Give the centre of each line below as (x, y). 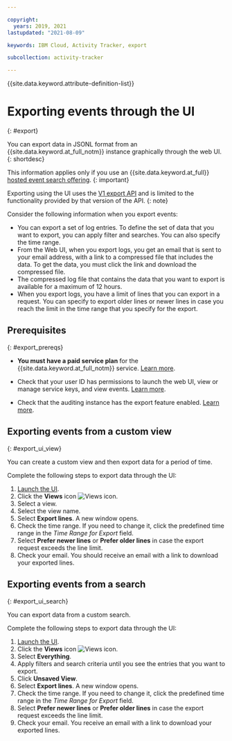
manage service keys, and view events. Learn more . (91, 389)
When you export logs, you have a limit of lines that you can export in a (118, 294)
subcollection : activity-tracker (55, 58)
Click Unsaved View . (47, 678)
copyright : (23, 19)
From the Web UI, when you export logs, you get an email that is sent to (119, 250)
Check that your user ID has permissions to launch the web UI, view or (118, 381)
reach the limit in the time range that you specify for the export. (107, 309)
